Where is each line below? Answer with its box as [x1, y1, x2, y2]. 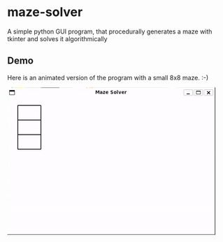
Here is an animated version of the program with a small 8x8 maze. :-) [7, 73, 209, 82]
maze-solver [7, 4, 83, 20]
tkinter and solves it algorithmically [7, 34, 108, 43]
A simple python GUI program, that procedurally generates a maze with [7, 27, 213, 36]
